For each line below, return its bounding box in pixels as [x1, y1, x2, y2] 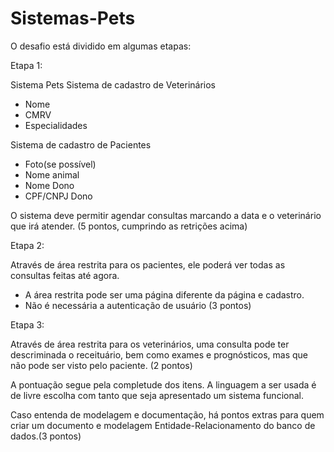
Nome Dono [24, 179, 75, 191]
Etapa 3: [10, 318, 45, 331]
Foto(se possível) [24, 158, 97, 170]
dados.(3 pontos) [10, 430, 82, 442]
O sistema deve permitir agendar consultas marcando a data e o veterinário [10, 209, 322, 221]
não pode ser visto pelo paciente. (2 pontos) [10, 359, 193, 371]
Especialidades [24, 119, 88, 131]
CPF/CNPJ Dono [24, 190, 93, 202]
